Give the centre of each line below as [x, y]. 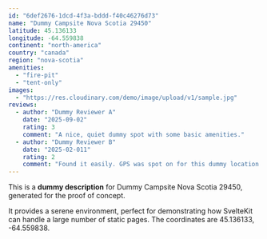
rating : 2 [39, 157]
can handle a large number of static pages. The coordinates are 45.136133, [132, 220]
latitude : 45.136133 [43, 30]
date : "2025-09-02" [55, 120]
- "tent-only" [39, 82]
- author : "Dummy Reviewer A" [66, 113]
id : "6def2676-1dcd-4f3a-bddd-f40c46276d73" [84, 16]
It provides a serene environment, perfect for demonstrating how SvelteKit [131, 211]
